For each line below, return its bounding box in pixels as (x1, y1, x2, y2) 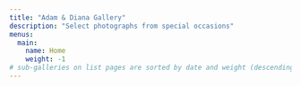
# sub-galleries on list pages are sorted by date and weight (9, 64, 246, 73)
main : (17, 38, 39, 47)
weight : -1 (25, 55, 66, 64)
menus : (9, 30, 34, 39)
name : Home (25, 47, 66, 56)
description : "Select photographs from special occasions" (9, 21, 235, 30)
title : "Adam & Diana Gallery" (9, 13, 126, 22)
